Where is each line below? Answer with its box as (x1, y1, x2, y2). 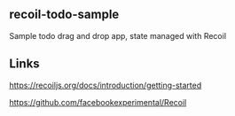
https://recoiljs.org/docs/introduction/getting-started (9, 80, 202, 90)
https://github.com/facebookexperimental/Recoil (9, 97, 187, 107)
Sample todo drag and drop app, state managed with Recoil (9, 30, 227, 41)
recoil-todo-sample (9, 7, 120, 22)
